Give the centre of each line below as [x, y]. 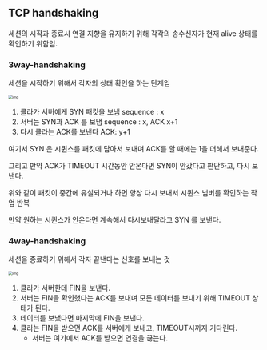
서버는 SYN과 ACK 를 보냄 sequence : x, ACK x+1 [99, 122]
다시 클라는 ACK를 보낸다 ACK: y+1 [75, 132]
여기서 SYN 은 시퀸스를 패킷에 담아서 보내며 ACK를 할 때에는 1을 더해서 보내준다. [134, 149]
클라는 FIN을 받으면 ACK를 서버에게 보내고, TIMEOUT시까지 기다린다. [129, 328]
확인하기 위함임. [33, 43]
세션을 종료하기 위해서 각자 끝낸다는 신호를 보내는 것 [89, 259]
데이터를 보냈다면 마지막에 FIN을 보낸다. [82, 318]
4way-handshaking [47, 241]
